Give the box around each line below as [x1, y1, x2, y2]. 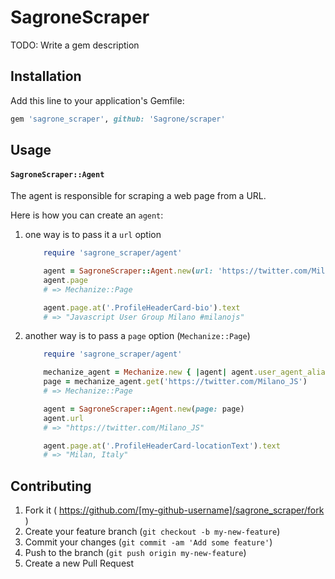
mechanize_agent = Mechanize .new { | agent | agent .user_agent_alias [43, 367, 330, 378]
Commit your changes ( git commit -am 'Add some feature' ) [24, 536, 273, 548]
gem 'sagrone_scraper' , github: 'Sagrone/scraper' [10, 114, 226, 124]
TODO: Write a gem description [10, 39, 140, 51]
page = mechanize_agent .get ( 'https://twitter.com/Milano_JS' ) [43, 377, 308, 387]
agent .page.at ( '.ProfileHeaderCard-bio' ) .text [43, 302, 241, 313]
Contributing [10, 477, 92, 495]
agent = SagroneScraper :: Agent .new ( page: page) [43, 404, 245, 414]
